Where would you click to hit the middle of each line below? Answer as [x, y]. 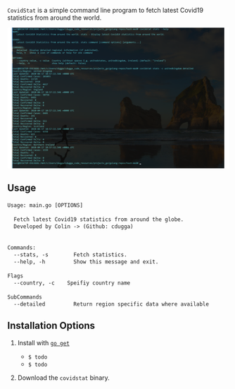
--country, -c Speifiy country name [72, 283]
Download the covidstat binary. [64, 378]
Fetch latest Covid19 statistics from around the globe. [99, 219]
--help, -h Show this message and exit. [86, 262]
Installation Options [51, 326]
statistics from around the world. [55, 18]
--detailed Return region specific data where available [112, 304]
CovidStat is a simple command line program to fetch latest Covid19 [106, 10]
